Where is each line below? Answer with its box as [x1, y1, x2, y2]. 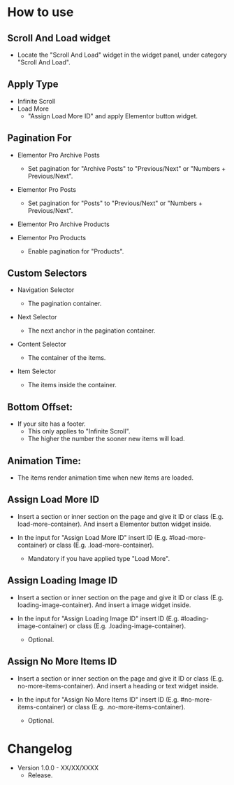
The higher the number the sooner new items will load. [27, 435, 185, 443]
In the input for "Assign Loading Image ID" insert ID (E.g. [17, 614, 180, 623]
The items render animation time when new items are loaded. [17, 473, 194, 482]
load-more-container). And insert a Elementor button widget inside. [17, 520, 212, 528]
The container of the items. [27, 354, 106, 362]
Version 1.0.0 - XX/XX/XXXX [17, 764, 99, 772]
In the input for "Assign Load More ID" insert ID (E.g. [17, 533, 168, 541]
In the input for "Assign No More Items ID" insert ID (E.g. [17, 695, 180, 704]
